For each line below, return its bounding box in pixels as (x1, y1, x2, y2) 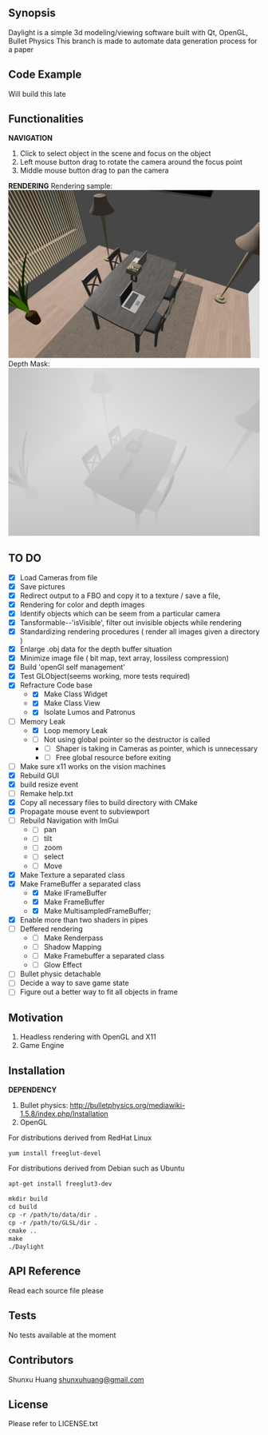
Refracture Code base (19, 680, 93, 690)
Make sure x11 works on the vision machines (19, 761, 166, 771)
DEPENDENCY (8, 1085, 57, 1094)
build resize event (19, 779, 79, 789)
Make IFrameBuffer (43, 887, 107, 898)
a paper (8, 44, 34, 54)
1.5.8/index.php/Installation (19, 1109, 109, 1118)
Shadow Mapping (43, 943, 102, 952)
